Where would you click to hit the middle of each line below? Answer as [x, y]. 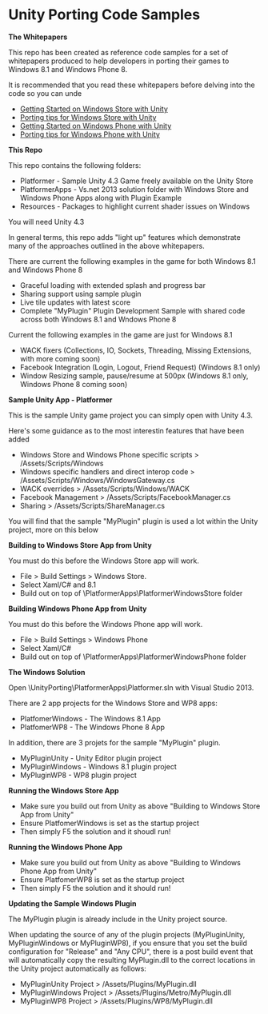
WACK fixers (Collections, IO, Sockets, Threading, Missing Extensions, [136, 350]
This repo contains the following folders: [75, 165]
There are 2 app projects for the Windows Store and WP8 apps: [113, 703]
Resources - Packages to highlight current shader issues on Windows [135, 206]
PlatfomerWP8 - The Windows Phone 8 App [92, 727]
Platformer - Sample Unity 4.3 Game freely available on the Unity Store [136, 181]
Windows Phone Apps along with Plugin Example [101, 198]
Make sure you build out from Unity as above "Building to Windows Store [140, 806]
